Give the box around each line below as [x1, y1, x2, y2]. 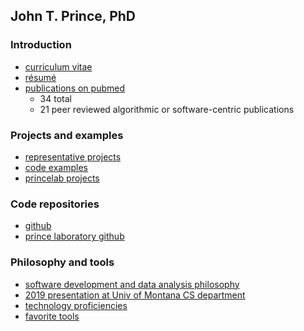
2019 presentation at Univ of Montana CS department [24, 289, 246, 301]
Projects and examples [10, 128, 124, 142]
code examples [24, 161, 88, 173]
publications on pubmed [24, 82, 125, 94]
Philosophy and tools [10, 255, 115, 269]
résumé [24, 71, 57, 83]
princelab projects [24, 172, 100, 184]
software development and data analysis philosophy [24, 278, 240, 290]
